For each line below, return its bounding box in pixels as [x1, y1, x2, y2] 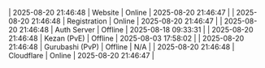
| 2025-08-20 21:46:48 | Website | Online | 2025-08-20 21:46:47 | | [8, 8, 235, 17]
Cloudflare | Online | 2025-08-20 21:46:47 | [8, 51, 154, 60]
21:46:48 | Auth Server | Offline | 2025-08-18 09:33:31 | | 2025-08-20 [19, 25, 254, 34]
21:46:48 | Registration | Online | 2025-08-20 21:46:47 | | [31, 16, 223, 26]
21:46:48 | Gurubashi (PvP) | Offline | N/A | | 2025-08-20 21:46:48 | [8, 42, 235, 52]
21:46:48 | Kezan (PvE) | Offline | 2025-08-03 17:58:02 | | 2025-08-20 [8, 33, 245, 43]
